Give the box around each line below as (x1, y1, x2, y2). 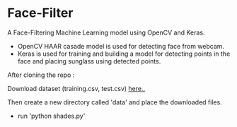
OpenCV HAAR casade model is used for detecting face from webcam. (17, 42, 225, 50)
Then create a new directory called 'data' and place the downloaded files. (7, 97, 223, 107)
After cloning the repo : (7, 71, 75, 79)
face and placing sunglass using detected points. (17, 56, 161, 65)
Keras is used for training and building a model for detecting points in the (17, 49, 231, 58)
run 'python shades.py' (17, 111, 86, 120)
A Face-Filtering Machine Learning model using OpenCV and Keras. (7, 28, 205, 37)
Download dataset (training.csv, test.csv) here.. (7, 84, 146, 92)
